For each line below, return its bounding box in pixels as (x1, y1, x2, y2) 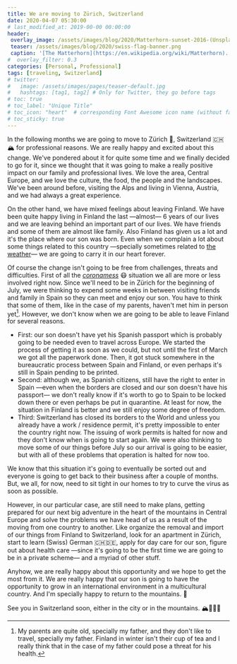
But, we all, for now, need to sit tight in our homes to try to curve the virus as (7, 480, 229, 488)
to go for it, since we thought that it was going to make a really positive (7, 160, 213, 170)
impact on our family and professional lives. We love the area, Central (7, 168, 209, 177)
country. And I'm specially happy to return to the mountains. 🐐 (7, 590, 188, 598)
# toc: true (7, 96, 42, 103)
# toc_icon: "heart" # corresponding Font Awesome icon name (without (7, 109, 222, 116)
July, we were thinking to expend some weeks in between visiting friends (7, 285, 220, 294)
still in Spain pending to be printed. (17, 368, 119, 377)
